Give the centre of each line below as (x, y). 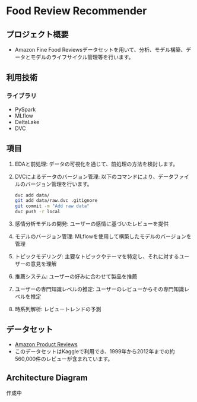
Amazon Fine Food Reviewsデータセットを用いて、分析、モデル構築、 (100, 50)
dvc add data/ (32, 195)
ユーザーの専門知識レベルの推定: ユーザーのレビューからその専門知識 (99, 289)
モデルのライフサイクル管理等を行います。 (82, 57)
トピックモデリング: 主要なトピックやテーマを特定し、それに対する (97, 256)
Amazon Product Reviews (46, 344)
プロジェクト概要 (37, 34)
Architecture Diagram (47, 378)
